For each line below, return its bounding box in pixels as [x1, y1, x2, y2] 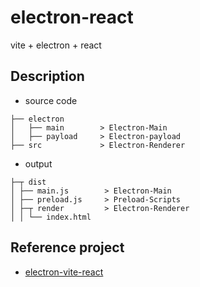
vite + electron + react [10, 39, 102, 51]
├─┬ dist [10, 177, 47, 187]
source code [24, 94, 78, 106]
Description [10, 68, 85, 85]
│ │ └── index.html [10, 212, 92, 222]
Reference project [10, 239, 125, 256]
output [24, 157, 53, 170]
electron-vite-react [24, 266, 104, 278]
